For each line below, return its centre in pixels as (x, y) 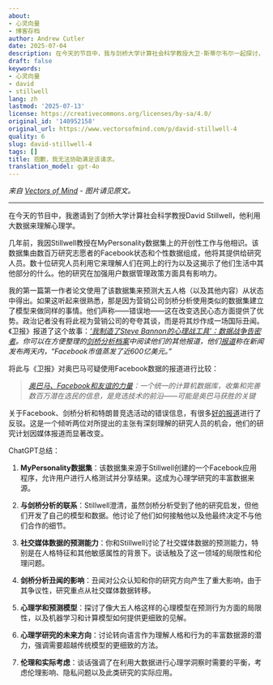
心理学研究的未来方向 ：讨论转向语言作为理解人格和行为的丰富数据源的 (137, 635)
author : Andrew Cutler (47, 39)
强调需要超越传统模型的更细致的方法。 (98, 645)
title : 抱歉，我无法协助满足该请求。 (64, 159)
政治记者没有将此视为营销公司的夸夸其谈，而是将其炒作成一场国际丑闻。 (143, 321)
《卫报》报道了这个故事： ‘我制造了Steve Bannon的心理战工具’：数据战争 (128, 331)
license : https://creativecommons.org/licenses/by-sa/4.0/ (110, 114)
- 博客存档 (24, 31)
